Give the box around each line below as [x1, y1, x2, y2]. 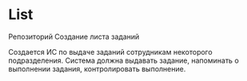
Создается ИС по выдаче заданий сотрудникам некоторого [8, 47, 213, 56]
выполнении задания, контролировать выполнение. [8, 64, 186, 73]
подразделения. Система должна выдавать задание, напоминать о [8, 56, 240, 65]
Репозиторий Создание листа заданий [8, 32, 140, 41]
